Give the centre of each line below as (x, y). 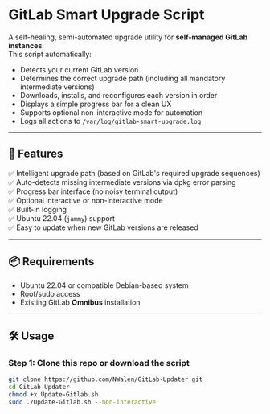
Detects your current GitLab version (79, 69)
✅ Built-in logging (37, 209)
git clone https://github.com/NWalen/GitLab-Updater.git (106, 379)
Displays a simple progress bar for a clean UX (96, 104)
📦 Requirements (51, 262)
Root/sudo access (50, 293)
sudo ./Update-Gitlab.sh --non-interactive (82, 402)
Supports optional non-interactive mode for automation (111, 112)
